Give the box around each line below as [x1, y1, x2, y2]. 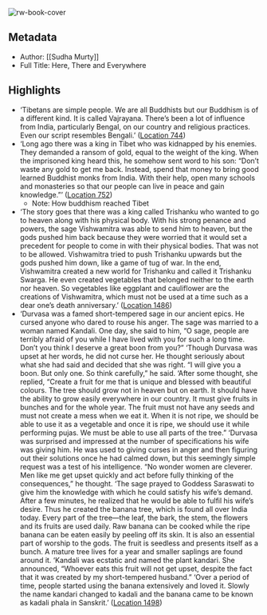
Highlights [8, 84, 61, 98]
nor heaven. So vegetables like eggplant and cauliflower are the [19, 283, 230, 293]
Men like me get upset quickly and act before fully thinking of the [19, 470, 234, 480]
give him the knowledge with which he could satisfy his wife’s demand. [19, 487, 253, 497]
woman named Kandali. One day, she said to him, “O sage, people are [19, 325, 249, 335]
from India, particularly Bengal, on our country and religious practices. [19, 122, 251, 131]
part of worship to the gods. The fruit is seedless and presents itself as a [19, 538, 259, 548]
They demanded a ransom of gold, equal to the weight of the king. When [19, 147, 259, 157]
